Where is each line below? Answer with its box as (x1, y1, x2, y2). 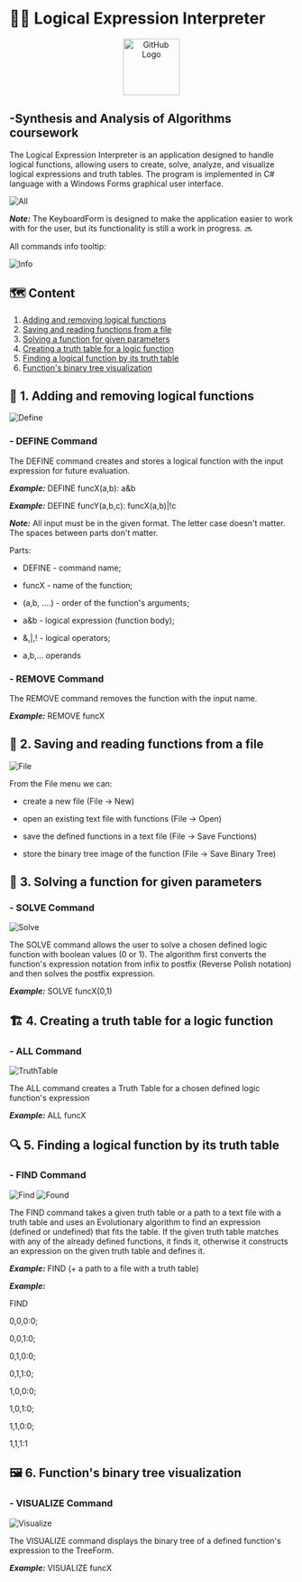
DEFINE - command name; (22, 562, 122, 573)
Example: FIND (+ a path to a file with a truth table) (9, 1263, 200, 1274)
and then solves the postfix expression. (9, 968, 156, 979)
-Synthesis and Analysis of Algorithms (9, 111, 232, 127)
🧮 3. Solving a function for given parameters (9, 874, 262, 890)
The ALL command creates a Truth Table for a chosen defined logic (9, 1083, 261, 1094)
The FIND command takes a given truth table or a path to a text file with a (9, 1207, 281, 1218)
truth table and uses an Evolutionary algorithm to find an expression (9, 1216, 261, 1228)
